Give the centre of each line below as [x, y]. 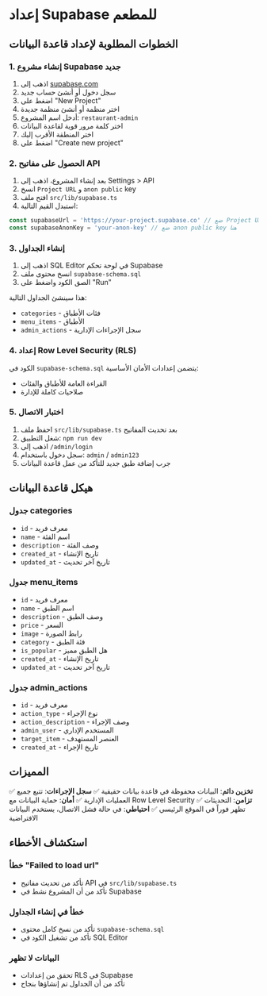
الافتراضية [24, 817]
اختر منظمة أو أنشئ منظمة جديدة [70, 109]
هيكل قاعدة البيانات [51, 488]
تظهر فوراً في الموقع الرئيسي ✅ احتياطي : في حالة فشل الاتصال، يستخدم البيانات [128, 809]
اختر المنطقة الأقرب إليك [57, 134]
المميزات [29, 772]
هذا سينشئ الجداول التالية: [48, 298]
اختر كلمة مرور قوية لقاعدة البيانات [72, 125]
